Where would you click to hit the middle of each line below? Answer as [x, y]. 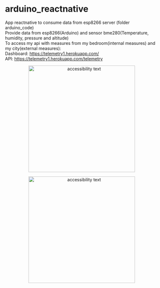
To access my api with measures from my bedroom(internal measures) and [80, 43]
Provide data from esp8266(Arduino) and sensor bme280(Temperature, [77, 33]
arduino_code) [19, 27]
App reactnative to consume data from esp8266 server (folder [67, 22]
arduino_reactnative [47, 9]
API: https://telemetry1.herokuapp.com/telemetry [54, 58]
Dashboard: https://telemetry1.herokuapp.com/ [52, 53]
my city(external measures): [33, 48]
